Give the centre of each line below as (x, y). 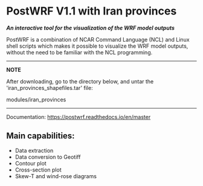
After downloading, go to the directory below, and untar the (80, 81)
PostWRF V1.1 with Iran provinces (92, 11)
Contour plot (31, 163)
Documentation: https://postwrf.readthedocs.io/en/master (79, 117)
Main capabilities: (40, 136)
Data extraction (34, 150)
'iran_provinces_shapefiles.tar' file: (50, 88)
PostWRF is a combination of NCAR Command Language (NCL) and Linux (98, 39)
